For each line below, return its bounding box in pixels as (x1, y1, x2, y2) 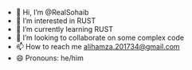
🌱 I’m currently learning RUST (15, 25, 114, 33)
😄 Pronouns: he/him (15, 53, 84, 63)
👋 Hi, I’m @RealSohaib (15, 8, 89, 17)
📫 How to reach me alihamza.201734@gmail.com (15, 42, 181, 51)
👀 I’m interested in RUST (15, 16, 96, 25)
